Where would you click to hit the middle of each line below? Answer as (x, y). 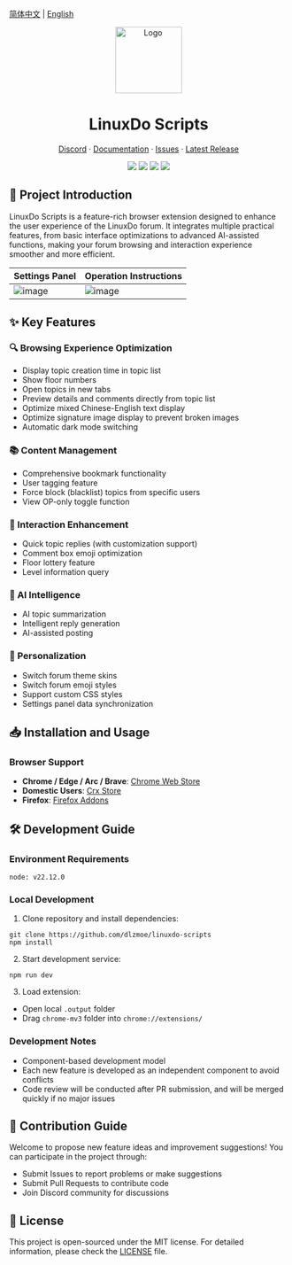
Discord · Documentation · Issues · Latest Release (148, 149)
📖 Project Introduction (71, 195)
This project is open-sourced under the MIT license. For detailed (127, 1242)
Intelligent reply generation (71, 624)
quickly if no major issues (69, 1098)
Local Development (52, 899)
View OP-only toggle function (76, 501)
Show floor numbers (59, 380)
